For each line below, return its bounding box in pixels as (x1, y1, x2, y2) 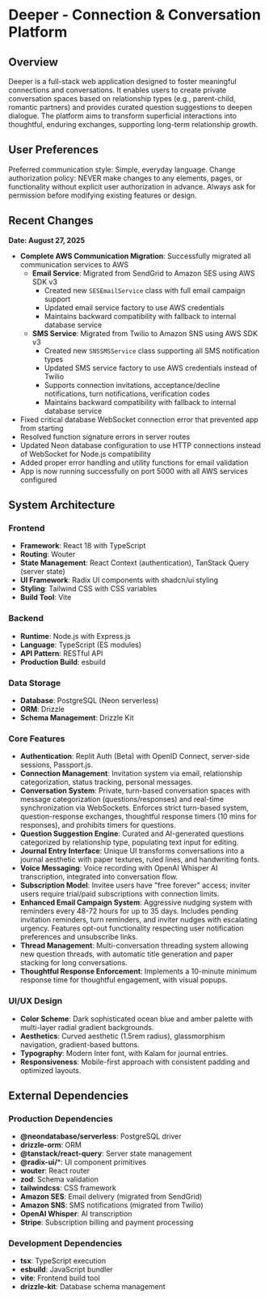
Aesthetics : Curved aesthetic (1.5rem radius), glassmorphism (19, 1031, 225, 1041)
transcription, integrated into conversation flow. (19, 872, 179, 882)
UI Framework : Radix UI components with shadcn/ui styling (19, 575, 219, 585)
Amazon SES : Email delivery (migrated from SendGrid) (19, 1192, 203, 1202)
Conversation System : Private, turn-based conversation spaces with (19, 786, 250, 795)
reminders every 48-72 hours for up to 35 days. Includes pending (19, 906, 238, 916)
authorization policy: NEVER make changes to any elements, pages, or (8, 172, 242, 183)
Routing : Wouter (19, 549, 76, 560)
